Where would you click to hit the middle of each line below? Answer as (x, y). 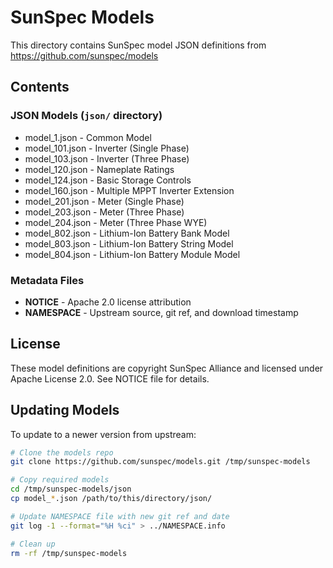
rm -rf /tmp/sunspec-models (69, 553)
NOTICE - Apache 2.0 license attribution (108, 302)
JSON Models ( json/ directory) (86, 116)
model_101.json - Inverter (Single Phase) (107, 148)
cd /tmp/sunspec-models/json (71, 489)
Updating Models (65, 410)
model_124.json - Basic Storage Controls (108, 180)
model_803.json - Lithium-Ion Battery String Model (129, 243)
